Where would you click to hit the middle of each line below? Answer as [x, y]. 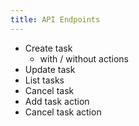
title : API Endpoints [55, 19]
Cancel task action [63, 112]
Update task [50, 69]
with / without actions [84, 58]
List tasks [44, 80]
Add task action [57, 101]
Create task [48, 48]
